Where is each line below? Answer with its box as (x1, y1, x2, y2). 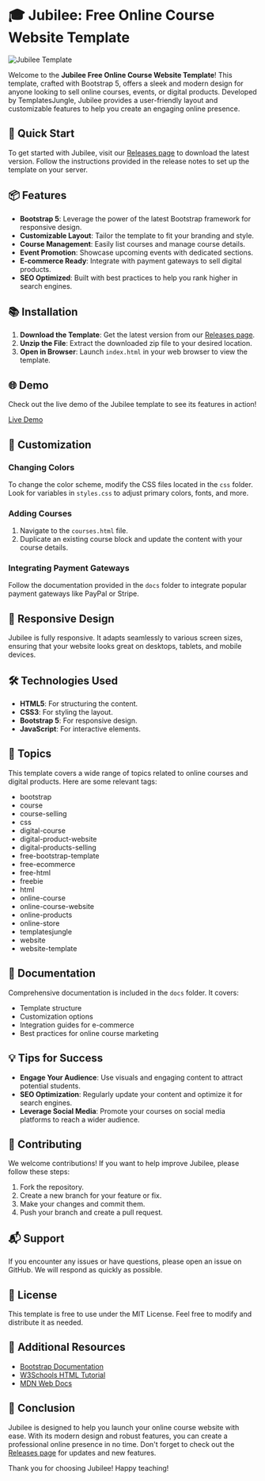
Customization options (19, 1011, 93, 1021)
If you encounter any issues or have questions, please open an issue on (8, 1257, 242, 1266)
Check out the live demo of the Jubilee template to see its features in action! (8, 400, 257, 409)
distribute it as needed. (8, 1318, 84, 1327)
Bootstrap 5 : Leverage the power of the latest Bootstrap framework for (19, 213, 252, 223)
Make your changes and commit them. (19, 1199, 146, 1209)
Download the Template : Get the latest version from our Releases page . (19, 330, 256, 340)
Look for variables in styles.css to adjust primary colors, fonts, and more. (8, 488, 249, 497)
